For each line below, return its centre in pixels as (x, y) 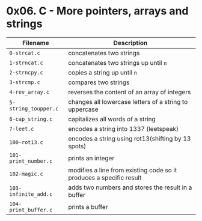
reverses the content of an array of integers (130, 92)
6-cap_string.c (31, 119)
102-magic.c (26, 174)
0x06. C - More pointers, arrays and (97, 11)
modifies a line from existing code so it (123, 170)
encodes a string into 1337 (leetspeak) (124, 129)
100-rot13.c (26, 142)
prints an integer (91, 158)
